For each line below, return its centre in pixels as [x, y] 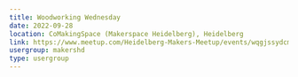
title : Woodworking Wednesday [65, 17]
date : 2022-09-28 [41, 26]
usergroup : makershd [47, 50]
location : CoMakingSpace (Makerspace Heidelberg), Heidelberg [126, 34]
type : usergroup [39, 58]
